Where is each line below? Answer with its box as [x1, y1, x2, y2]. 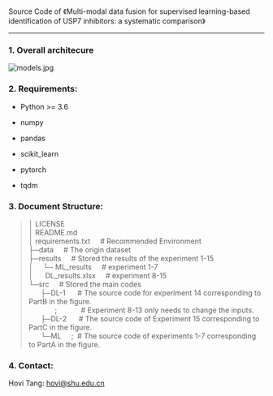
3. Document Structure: [8, 200, 104, 212]
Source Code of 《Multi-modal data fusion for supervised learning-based [8, 6, 250, 16]
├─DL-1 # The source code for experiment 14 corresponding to [40, 287, 262, 298]
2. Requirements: [8, 84, 78, 95]
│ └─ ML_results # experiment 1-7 [28, 262, 158, 272]
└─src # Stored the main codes [28, 279, 142, 289]
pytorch [19, 165, 47, 174]
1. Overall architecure [8, 44, 94, 55]
